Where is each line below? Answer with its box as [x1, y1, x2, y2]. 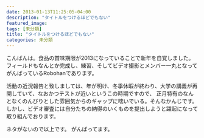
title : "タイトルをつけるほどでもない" [6, 31, 94, 38]
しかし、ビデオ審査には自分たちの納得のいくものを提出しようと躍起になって [6, 105, 199, 112]
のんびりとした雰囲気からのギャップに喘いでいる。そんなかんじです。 [22, 97, 198, 105]
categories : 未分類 [6, 37, 53, 43]
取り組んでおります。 [6, 113, 59, 120]
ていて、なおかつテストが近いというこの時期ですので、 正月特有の [16, 90, 183, 97]
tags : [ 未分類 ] [6, 25, 43, 32]
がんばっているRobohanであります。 [6, 70, 97, 76]
